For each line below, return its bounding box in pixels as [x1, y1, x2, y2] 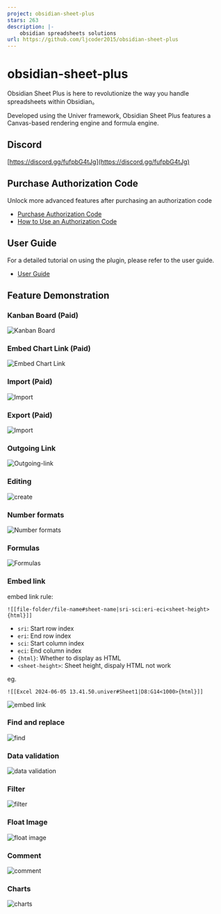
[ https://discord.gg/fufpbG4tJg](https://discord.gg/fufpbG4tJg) [7, 158, 190, 166]
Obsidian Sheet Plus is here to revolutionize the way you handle [7, 89, 190, 98]
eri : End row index [17, 632, 72, 640]
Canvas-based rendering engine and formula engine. [7, 119, 159, 128]
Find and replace [7, 717, 65, 727]
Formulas [7, 543, 40, 553]
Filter [7, 784, 26, 794]
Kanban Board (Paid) [7, 310, 79, 320]
